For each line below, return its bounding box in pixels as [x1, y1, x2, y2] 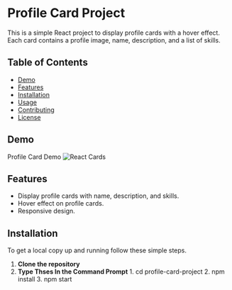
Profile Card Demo [7, 152, 62, 161]
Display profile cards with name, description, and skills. [17, 191, 179, 200]
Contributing [17, 105, 55, 114]
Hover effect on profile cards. [17, 199, 104, 208]
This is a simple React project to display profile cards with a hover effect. [7, 28, 220, 37]
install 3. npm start [17, 275, 72, 284]
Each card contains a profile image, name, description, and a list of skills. [7, 35, 221, 44]
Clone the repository [17, 260, 80, 269]
